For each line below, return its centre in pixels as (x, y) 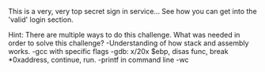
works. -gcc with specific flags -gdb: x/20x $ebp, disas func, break (118, 51)
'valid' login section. (41, 20)
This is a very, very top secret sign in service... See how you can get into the (132, 11)
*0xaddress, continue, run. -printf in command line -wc (98, 59)
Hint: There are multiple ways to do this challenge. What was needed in (124, 35)
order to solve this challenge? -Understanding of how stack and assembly (129, 43)
